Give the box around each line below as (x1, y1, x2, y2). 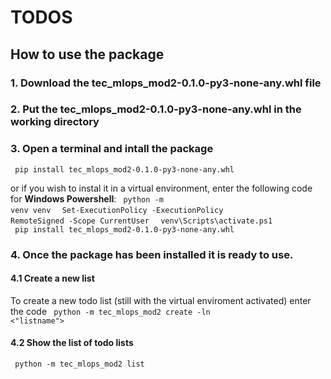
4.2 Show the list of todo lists (10, 337, 134, 349)
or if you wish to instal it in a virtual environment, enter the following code (10, 182, 313, 194)
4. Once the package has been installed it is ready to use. (10, 247, 294, 261)
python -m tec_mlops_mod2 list (14, 359, 145, 370)
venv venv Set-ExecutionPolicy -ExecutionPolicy (10, 205, 224, 215)
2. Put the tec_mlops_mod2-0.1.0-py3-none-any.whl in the (10, 102, 302, 116)
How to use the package (10, 46, 165, 63)
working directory (10, 115, 100, 129)
